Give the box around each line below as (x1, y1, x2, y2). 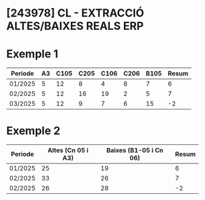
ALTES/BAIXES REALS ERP (6, 19, 144, 33)
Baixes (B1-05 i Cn (106, 146, 164, 155)
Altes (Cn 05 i (48, 146, 88, 155)
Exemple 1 (6, 47, 59, 61)
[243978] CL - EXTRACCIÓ (6, 6, 145, 20)
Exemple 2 (6, 124, 61, 138)
